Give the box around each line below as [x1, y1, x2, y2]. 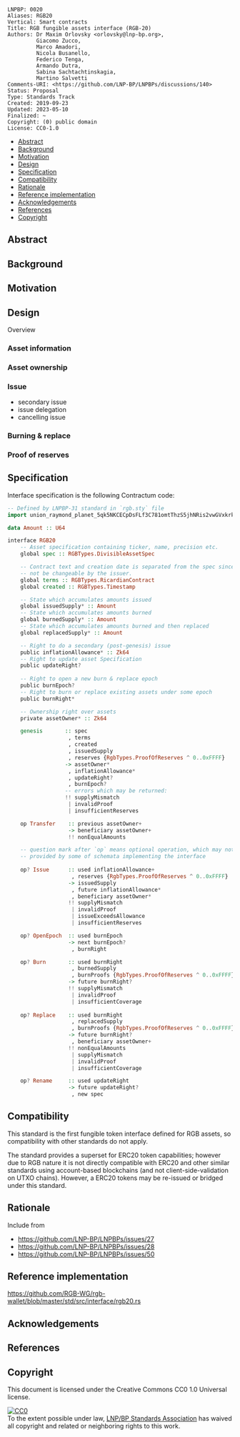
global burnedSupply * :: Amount [20, 616, 116, 623]
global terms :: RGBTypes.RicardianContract [20, 576, 155, 584]
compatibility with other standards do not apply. [7, 1136, 149, 1145]
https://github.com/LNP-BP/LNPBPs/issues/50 [17, 1249, 155, 1259]
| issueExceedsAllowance [71, 913, 145, 920]
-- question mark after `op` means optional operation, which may [20, 846, 222, 854]
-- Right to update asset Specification [20, 655, 142, 662]
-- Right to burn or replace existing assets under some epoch [20, 688, 213, 695]
